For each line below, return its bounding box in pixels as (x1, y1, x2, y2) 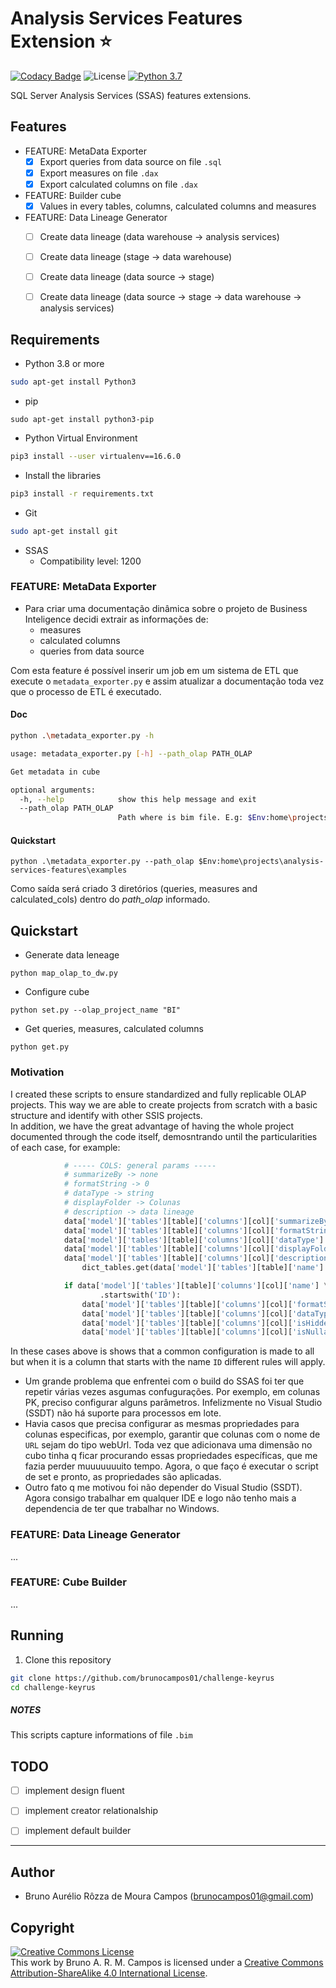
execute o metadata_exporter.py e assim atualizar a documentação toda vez (10, 675, 325, 687)
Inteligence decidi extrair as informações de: (24, 613, 209, 625)
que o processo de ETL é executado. (10, 685, 162, 697)
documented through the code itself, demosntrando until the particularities (10, 1130, 318, 1142)
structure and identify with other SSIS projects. (10, 1109, 203, 1121)
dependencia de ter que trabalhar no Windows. (24, 1503, 220, 1515)
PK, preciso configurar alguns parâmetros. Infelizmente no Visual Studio (24, 1397, 323, 1409)
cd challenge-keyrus (10, 1682, 97, 1692)
